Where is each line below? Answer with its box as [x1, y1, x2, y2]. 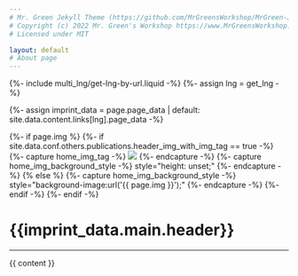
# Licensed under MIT [9, 29, 90, 38]
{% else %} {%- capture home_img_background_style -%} [21, 170, 237, 181]
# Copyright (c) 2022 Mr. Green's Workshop [9, 21, 173, 30]
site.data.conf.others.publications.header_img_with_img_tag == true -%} [9, 141, 274, 152]
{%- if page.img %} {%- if [9, 131, 105, 142]
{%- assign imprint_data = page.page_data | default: [9, 105, 200, 115]
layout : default [9, 45, 69, 54]
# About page [9, 54, 58, 63]
